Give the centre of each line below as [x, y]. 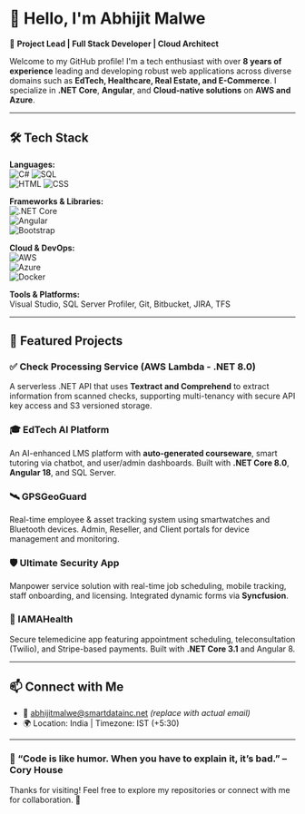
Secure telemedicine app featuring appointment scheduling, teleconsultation [152, 639]
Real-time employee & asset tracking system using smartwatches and [140, 520]
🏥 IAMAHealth [41, 619]
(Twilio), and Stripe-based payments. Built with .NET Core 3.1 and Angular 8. [152, 649]
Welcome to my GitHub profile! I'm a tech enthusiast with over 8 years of [146, 61]
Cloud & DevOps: [42, 248]
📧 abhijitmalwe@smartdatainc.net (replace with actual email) [137, 713]
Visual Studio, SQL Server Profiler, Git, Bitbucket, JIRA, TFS [120, 304]
